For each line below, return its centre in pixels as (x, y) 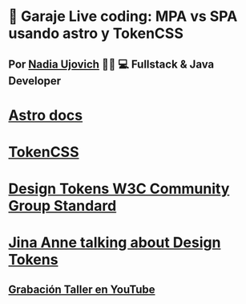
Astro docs (46, 115)
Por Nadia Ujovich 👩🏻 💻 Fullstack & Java (111, 64)
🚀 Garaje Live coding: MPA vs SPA (123, 16)
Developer (35, 81)
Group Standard (63, 206)
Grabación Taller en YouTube (82, 289)
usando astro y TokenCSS (96, 33)
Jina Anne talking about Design (115, 242)
